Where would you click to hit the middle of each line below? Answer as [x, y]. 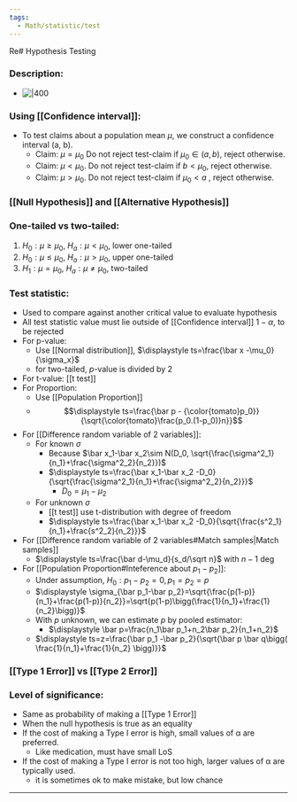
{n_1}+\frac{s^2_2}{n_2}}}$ [97, 531]
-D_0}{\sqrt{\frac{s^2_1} [239, 522]
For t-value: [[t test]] [59, 378]
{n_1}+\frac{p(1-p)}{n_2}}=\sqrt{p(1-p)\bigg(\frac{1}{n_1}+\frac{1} [152, 601]
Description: [36, 74]
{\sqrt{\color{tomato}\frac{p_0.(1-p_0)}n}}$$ [162, 421]
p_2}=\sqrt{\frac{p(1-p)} [211, 591]
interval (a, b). [47, 145]
